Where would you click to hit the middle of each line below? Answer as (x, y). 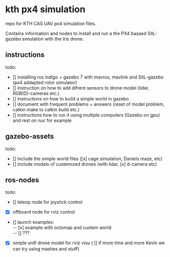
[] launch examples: (33, 222)
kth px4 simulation (45, 9)
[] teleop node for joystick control (47, 202)
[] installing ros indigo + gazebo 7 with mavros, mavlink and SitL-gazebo (88, 77)
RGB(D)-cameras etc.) (36, 93)
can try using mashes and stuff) (46, 249)
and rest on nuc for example (42, 120)
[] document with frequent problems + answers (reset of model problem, (89, 104)
